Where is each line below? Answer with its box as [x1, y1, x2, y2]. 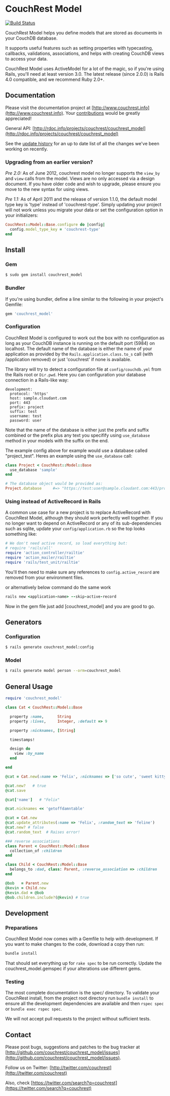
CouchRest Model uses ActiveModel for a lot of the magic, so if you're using [5, 66, 164, 72]
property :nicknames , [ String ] [10, 728, 76, 733]
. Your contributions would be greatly [63, 110, 140, 116]
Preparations [5, 924, 38, 931]
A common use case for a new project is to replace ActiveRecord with [5, 509, 151, 515]
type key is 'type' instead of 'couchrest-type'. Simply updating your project [5, 202, 162, 208]
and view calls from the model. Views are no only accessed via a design [5, 176, 155, 182]
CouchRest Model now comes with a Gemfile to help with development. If [5, 936, 158, 942]
